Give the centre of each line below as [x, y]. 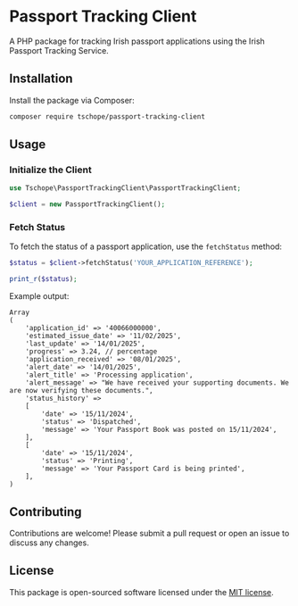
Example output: [39, 296]
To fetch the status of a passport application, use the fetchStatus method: [146, 246]
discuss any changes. [49, 543]
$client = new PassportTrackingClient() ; [87, 204]
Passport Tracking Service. [59, 50]
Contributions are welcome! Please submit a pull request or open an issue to [149, 533]
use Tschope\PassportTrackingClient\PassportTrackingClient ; [125, 188]
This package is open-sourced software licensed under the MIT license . [141, 592]
